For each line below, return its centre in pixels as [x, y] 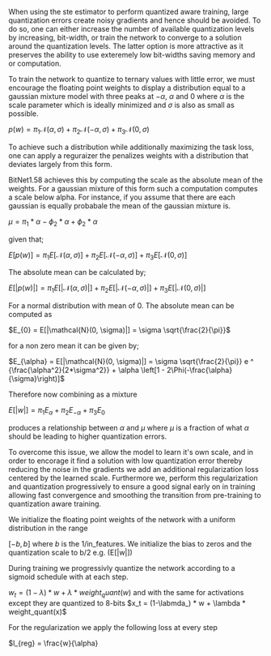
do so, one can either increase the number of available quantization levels [131, 29]
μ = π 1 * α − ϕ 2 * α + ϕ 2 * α [53, 222]
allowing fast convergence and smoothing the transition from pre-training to [135, 495]
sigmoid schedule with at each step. [69, 577]
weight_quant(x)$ [38, 611]
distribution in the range [48, 528]
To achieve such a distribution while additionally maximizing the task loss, [131, 147]
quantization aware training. [55, 504]
